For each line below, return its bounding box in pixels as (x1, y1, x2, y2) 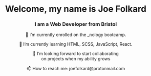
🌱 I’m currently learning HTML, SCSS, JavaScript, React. (19, 41, 132, 47)
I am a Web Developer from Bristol (34, 21, 117, 28)
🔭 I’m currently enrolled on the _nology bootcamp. (25, 32, 127, 38)
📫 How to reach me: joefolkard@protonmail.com (26, 66, 125, 72)
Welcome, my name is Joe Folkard (5, 3, 147, 15)
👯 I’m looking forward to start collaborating (32, 51, 119, 57)
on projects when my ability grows (41, 56, 110, 62)
